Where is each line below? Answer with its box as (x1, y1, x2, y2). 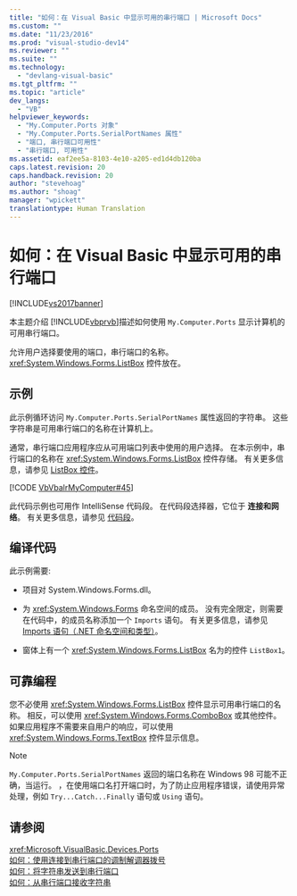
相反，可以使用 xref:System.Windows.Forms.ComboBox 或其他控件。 (26, 710, 282, 721)
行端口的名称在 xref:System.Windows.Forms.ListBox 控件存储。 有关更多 (9, 453, 276, 464)
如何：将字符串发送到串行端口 (9, 866, 119, 876)
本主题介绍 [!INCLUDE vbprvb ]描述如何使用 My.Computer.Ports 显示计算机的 (9, 316, 285, 327)
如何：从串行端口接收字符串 (9, 876, 111, 887)
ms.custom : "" (9, 21, 62, 30)
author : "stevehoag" (9, 180, 87, 188)
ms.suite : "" (9, 54, 58, 63)
